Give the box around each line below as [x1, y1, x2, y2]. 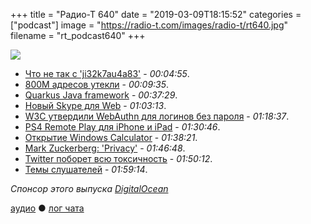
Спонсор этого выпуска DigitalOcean [10, 183, 169, 194]
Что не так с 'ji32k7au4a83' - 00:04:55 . [24, 68, 190, 79]
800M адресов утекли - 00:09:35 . [24, 79, 170, 90]
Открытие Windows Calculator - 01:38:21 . [24, 132, 198, 143]
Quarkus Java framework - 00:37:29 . [24, 89, 178, 101]
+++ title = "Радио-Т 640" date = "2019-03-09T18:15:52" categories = [10, 9, 302, 20]
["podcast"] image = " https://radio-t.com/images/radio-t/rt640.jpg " [10, 19, 289, 31]
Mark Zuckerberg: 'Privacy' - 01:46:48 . [24, 142, 186, 154]
